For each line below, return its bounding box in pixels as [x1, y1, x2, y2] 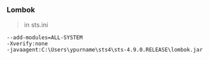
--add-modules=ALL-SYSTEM [6, 34, 83, 41]
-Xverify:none [6, 40, 49, 47]
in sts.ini [23, 21, 49, 29]
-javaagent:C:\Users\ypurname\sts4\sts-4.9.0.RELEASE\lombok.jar [6, 47, 203, 54]
